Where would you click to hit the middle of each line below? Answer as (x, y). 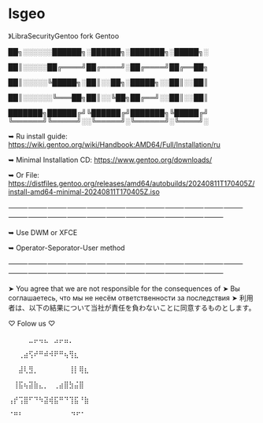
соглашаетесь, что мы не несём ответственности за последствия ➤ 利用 (131, 298)
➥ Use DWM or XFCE (43, 232)
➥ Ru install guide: (38, 136)
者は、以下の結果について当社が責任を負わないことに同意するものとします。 (132, 307)
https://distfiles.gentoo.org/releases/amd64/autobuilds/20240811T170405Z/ (131, 183)
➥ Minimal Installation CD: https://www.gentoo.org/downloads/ (110, 160)
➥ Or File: (24, 175)
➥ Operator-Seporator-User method (67, 248)
